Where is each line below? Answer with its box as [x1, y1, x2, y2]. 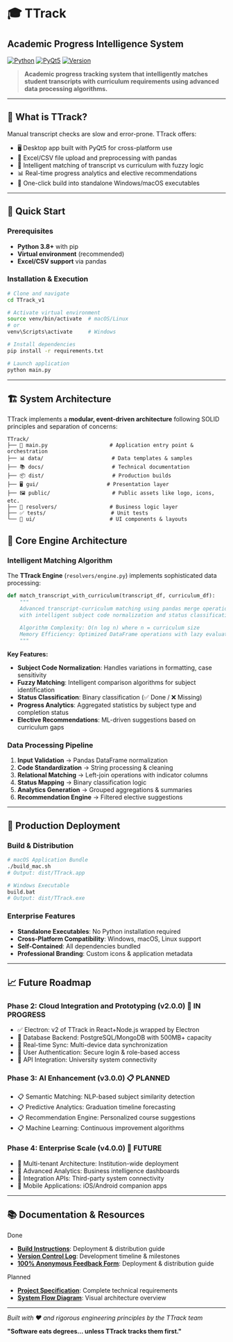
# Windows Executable [7, 882, 70, 889]
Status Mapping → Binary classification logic [17, 778, 147, 786]
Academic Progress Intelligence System [7, 38, 184, 49]
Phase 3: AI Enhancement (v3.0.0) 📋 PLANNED [7, 1074, 171, 1083]
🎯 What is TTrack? [7, 111, 88, 123]
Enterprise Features [7, 912, 76, 921]
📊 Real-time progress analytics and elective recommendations [17, 168, 198, 177]
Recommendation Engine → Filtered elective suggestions [17, 793, 183, 802]
